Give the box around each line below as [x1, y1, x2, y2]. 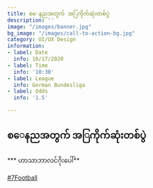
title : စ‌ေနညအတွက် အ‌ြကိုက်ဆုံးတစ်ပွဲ [7, 10, 110, 17]
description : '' [7, 17, 54, 24]
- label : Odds [7, 88, 49, 95]
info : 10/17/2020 [13, 56, 64, 63]
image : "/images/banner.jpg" [7, 23, 92, 30]
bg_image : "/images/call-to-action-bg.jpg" [7, 29, 136, 37]
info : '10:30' [13, 68, 54, 75]
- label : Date [7, 49, 49, 56]
